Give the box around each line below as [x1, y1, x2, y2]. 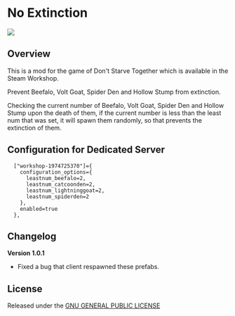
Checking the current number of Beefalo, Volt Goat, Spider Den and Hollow [7, 101, 224, 109]
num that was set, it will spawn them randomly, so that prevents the [7, 116, 202, 124]
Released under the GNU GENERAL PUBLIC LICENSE [7, 301, 161, 310]
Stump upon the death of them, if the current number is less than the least [7, 109, 222, 117]
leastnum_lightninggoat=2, [25, 187, 105, 194]
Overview [7, 48, 51, 60]
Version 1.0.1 [7, 249, 45, 257]
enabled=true [20, 205, 58, 212]
